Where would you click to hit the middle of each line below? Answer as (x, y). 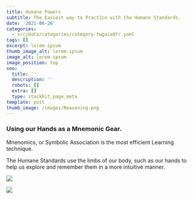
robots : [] (26, 86)
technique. (20, 149)
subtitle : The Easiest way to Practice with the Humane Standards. (94, 18)
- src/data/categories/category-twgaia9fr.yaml (73, 35)
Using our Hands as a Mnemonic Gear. (64, 129)
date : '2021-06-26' (31, 23)
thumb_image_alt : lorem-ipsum (45, 52)
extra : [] (24, 91)
